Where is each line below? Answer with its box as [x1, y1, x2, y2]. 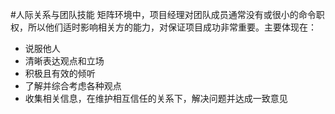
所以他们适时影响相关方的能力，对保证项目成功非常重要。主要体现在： [27, 21, 317, 33]
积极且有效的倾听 [24, 68, 96, 79]
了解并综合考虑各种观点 [24, 80, 122, 92]
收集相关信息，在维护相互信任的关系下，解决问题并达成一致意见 [24, 93, 288, 104]
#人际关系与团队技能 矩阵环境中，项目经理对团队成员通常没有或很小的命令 [10, 9, 317, 20]
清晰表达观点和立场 [24, 55, 105, 67]
